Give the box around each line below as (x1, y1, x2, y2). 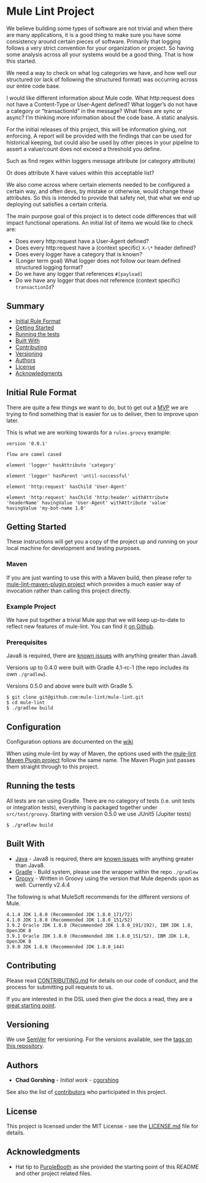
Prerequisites (6, 638, 47, 647)
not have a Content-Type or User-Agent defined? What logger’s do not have (6, 100, 198, 108)
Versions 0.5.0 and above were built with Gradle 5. (6, 682, 134, 690)
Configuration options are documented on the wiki (6, 738, 134, 745)
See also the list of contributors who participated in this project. (6, 1088, 167, 1096)
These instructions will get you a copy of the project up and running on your (6, 538, 198, 545)
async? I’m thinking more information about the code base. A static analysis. (6, 114, 199, 121)
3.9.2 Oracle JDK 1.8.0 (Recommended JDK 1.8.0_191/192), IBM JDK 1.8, (6, 922, 193, 929)
